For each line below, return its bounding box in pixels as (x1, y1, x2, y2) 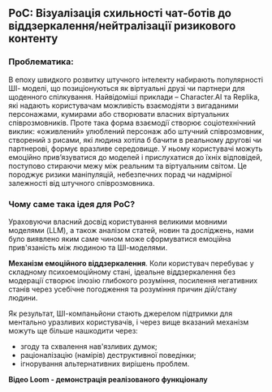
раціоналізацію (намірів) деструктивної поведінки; (19, 350, 196, 360)
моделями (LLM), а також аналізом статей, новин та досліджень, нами (8, 225, 254, 235)
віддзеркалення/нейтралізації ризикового (8, 19, 236, 33)
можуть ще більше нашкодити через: (8, 325, 138, 335)
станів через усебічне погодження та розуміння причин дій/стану (8, 284, 237, 294)
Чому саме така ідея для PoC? (8, 198, 136, 209)
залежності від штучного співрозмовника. (8, 178, 155, 187)
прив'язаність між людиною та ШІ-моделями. (8, 243, 168, 252)
